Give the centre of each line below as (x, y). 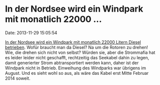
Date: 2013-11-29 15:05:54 (31, 33)
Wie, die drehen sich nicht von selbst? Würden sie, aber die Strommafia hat (80, 52)
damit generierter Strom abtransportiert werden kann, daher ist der (72, 63)
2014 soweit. (18, 78)
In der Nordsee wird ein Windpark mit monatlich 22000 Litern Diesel (73, 42)
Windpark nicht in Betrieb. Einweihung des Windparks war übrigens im (76, 68)
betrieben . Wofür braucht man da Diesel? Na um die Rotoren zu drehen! (77, 47)
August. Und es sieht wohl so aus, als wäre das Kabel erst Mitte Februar (77, 73)
